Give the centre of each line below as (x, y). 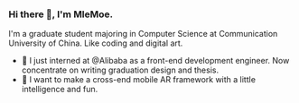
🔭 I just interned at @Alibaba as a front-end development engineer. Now (155, 61)
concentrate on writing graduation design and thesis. (120, 70)
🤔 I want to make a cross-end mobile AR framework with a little (139, 80)
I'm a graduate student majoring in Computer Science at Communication (143, 34)
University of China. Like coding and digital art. (96, 43)
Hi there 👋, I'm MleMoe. (61, 14)
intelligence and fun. (60, 90)
